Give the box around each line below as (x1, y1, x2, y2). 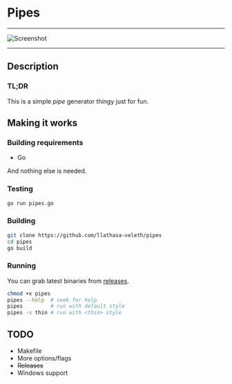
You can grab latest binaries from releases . (7, 276, 130, 285)
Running (7, 261, 37, 271)
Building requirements (7, 137, 84, 147)
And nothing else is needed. (7, 167, 87, 175)
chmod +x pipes (7, 290, 51, 297)
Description (7, 61, 59, 73)
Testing (7, 184, 33, 194)
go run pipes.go (7, 200, 54, 207)
